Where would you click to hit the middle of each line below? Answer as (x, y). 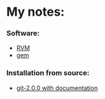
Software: (23, 33)
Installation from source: (48, 73)
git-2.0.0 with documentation (57, 88)
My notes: (36, 12)
